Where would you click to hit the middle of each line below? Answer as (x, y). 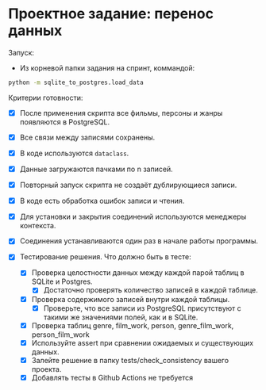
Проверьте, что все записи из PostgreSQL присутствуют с (143, 308)
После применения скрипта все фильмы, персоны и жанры (121, 113)
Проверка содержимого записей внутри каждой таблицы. (131, 299)
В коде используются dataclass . (74, 153)
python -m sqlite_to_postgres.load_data (76, 82)
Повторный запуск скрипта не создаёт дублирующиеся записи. (128, 185)
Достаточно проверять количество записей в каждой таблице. (150, 290)
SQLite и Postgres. (62, 281)
